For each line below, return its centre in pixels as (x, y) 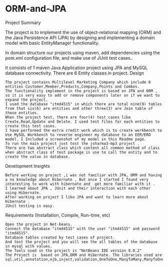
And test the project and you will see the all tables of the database (81, 242)
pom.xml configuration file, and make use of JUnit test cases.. (69, 58)
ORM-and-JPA (36, 9)
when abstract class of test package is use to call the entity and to (81, 152)
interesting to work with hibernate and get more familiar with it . (80, 184)
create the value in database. (38, 157)
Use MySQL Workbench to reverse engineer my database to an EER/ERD (78, 135)
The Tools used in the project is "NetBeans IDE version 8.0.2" (73, 250)
